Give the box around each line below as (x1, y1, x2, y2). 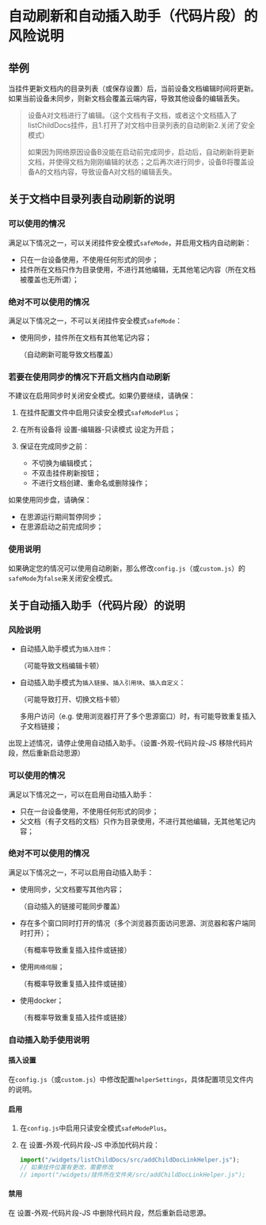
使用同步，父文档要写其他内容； (19, 884, 124, 894)
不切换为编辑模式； (31, 458, 95, 468)
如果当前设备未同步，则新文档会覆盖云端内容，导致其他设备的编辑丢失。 (8, 94, 244, 103)
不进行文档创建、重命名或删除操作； (31, 478, 150, 488)
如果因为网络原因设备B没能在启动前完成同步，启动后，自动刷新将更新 (27, 148, 255, 156)
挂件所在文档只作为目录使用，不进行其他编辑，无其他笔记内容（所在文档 (19, 264, 256, 274)
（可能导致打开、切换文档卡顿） (19, 695, 124, 704)
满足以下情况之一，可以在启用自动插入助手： (8, 789, 154, 799)
